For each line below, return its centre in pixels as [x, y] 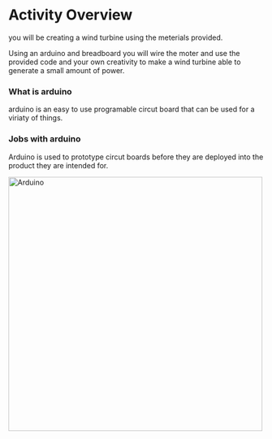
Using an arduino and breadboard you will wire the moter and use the [124, 53]
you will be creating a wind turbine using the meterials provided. [116, 37]
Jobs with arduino [45, 139]
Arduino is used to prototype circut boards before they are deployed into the [136, 157]
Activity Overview [71, 15]
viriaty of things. [36, 118]
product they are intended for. [58, 165]
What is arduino [40, 91]
